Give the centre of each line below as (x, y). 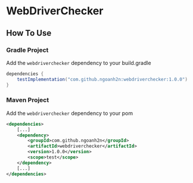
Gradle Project (27, 50)
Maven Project (28, 100)
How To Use (29, 33)
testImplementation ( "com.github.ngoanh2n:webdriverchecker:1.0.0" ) (102, 79)
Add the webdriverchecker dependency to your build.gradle (79, 63)
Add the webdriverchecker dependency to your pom (69, 113)
